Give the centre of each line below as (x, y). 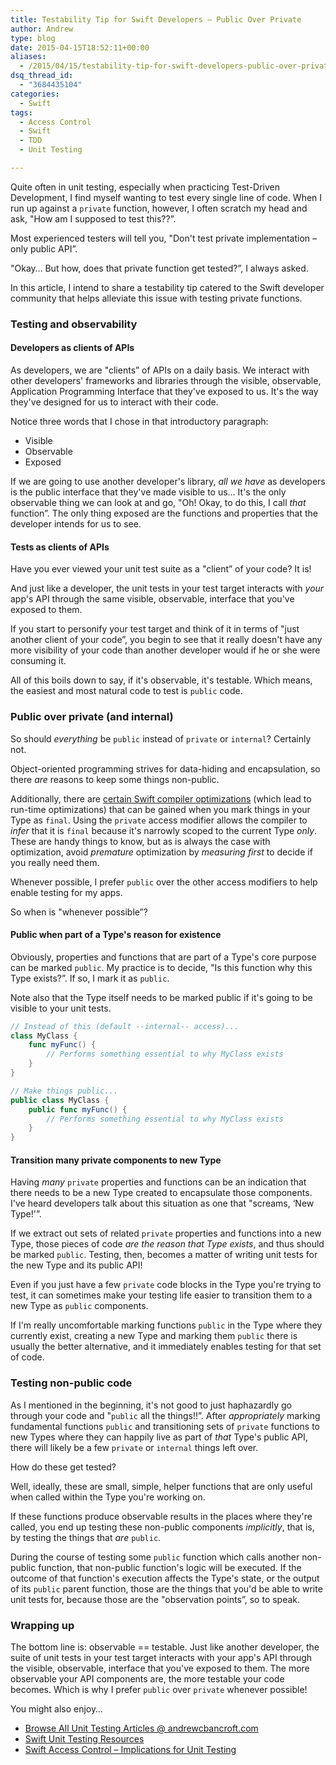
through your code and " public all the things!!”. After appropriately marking (165, 1415)
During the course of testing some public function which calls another (155, 1557)
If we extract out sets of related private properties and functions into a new (166, 1233)
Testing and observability (74, 324)
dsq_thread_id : (42, 76)
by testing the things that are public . (86, 1537)
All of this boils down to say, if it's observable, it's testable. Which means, (161, 680)
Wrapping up (42, 1625)
